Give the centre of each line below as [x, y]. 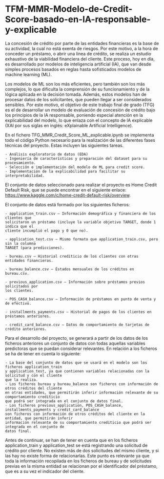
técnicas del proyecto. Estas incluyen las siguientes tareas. [64, 145]
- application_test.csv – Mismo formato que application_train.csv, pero [82, 239]
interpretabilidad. [25, 175]
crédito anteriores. [26, 329]
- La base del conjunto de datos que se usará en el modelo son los [76, 363]
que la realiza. [21, 380]
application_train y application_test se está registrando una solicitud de [76, 445]
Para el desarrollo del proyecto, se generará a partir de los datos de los [76, 338]
